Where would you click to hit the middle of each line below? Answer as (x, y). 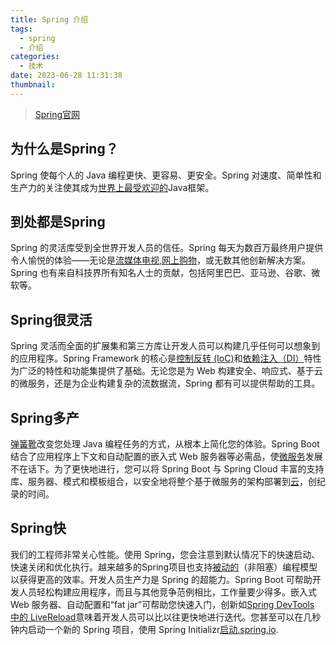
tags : (21, 29)
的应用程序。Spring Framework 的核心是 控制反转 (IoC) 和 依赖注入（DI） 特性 (166, 358)
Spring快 (38, 528)
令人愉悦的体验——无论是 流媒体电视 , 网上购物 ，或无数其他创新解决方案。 (161, 260)
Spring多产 (45, 417)
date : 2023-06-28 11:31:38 (66, 76)
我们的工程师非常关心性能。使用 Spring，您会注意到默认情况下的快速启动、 (165, 554)
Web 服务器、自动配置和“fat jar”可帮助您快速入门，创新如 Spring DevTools (162, 604)
